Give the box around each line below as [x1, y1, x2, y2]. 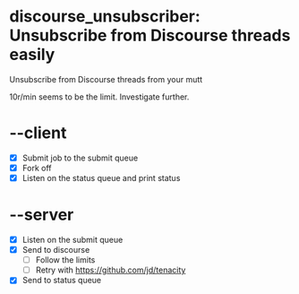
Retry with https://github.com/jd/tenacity [35, 264, 186, 275]
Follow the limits [35, 255, 96, 265]
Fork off [21, 162, 52, 173]
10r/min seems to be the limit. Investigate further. [9, 91, 190, 102]
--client [9, 123, 67, 143]
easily [9, 45, 56, 65]
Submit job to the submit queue [21, 152, 139, 163]
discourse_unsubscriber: [9, 6, 201, 27]
